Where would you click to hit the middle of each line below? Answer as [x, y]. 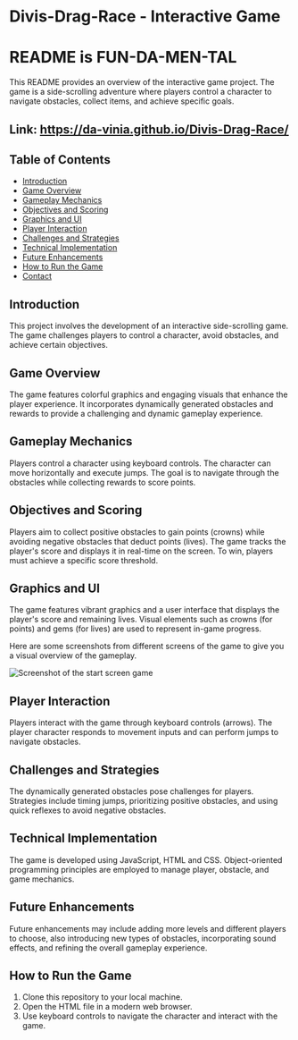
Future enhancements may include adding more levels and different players [148, 928]
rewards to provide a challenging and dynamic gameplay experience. [136, 413]
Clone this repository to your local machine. [102, 997]
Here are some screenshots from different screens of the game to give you [147, 647]
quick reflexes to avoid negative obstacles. [88, 810]
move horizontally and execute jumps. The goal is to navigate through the [144, 472]
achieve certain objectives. [59, 345]
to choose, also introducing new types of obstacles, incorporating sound [143, 938]
